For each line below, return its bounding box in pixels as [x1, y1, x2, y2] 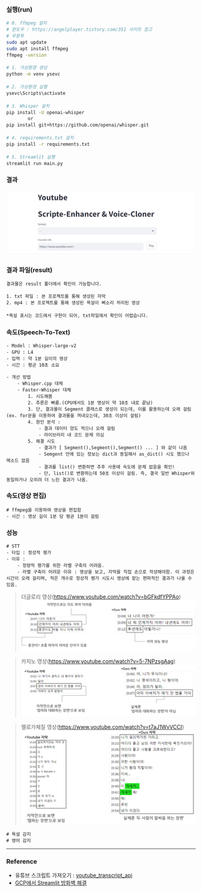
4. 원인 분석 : [28, 419, 61, 425]
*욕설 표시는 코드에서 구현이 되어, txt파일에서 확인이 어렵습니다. [6, 312, 148, 318]
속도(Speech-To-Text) [6, 328, 70, 336]
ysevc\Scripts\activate [6, 90, 66, 96]
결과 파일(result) [6, 266, 53, 274]
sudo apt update [6, 39, 47, 45]
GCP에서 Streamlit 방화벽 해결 [14, 879, 87, 887]
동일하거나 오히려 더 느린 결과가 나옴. [6, 476, 88, 483]
